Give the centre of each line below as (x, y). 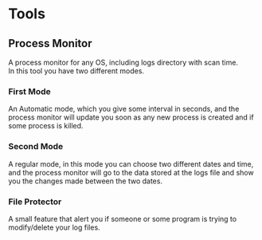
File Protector (35, 202)
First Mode (30, 91)
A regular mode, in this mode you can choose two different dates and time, (131, 163)
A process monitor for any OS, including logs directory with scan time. (123, 62)
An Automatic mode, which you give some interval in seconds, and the (124, 109)
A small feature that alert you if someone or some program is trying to (123, 218)
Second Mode (36, 147)
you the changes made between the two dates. (86, 181)
